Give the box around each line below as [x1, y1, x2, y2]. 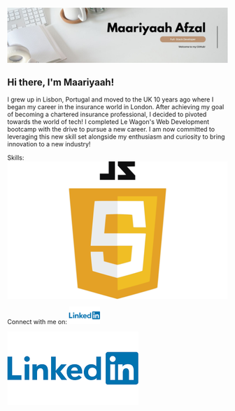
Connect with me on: [7, 317, 68, 326]
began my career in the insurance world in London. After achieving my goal [7, 102, 225, 111]
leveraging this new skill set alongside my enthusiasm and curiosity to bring [7, 132, 225, 141]
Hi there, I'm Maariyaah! [7, 76, 114, 88]
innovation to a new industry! [7, 139, 91, 148]
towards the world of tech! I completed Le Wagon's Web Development [7, 117, 210, 126]
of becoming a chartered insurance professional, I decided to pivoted [7, 110, 207, 118]
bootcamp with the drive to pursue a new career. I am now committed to [7, 125, 215, 133]
